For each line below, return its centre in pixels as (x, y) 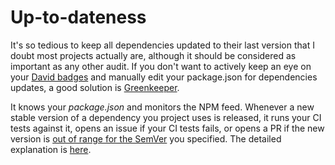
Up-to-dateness (78, 17)
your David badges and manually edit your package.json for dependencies (164, 77)
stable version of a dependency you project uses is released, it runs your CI (166, 117)
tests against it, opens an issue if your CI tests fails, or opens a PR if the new (167, 128)
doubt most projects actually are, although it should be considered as (153, 55)
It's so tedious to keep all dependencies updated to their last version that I (162, 45)
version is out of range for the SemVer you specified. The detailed (146, 138)
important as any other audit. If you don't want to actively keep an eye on (161, 66)
